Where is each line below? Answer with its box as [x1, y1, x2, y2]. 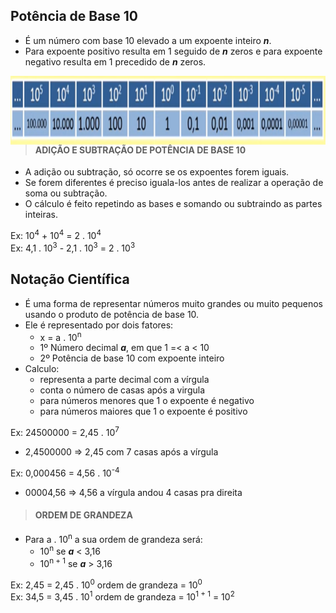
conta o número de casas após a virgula [39, 384, 205, 396]
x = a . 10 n [39, 329, 82, 343]
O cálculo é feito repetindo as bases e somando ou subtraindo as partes [24, 198, 323, 210]
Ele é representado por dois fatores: [24, 319, 174, 331]
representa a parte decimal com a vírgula [39, 374, 210, 386]
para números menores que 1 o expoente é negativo [39, 395, 255, 407]
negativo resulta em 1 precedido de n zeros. [24, 55, 207, 68]
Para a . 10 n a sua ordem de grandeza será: [24, 531, 203, 545]
